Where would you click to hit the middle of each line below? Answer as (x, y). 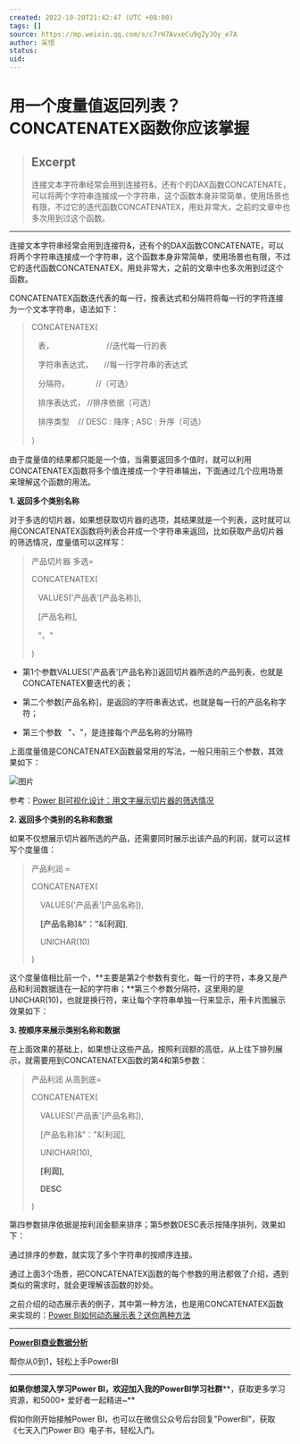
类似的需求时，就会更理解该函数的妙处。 (83, 1285)
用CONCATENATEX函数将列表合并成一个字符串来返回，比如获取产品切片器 (146, 531)
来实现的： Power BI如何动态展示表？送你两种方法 (100, 1315)
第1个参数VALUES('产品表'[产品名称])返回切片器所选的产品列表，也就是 (153, 672)
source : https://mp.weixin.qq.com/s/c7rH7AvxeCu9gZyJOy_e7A (124, 34)
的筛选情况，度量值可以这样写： (68, 542)
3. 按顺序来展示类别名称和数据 (65, 1030)
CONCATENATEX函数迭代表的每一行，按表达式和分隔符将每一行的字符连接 (146, 298)
